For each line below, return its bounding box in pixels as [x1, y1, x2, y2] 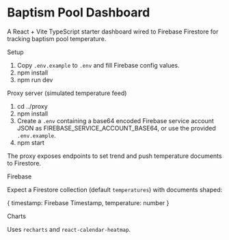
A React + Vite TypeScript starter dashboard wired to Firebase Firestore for [7, 27, 219, 36]
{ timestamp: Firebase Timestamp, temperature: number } [7, 198, 170, 206]
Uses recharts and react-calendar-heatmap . [7, 225, 131, 233]
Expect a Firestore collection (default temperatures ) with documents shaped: [7, 185, 223, 194]
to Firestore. [7, 159, 42, 167]
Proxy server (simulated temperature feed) [7, 89, 127, 97]
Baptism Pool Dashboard [7, 5, 150, 21]
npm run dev [16, 75, 53, 83]
